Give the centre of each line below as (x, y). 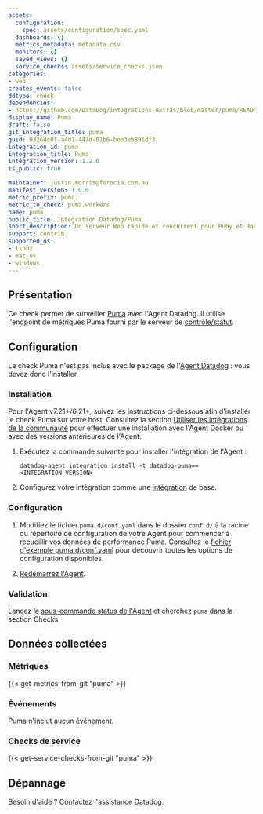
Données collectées (58, 644)
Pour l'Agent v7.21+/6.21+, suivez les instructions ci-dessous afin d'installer (130, 411)
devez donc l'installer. (43, 374)
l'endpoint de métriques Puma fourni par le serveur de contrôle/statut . (121, 322)
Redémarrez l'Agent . (52, 573)
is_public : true (34, 169)
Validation (28, 593)
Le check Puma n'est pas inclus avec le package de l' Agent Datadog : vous (129, 366)
